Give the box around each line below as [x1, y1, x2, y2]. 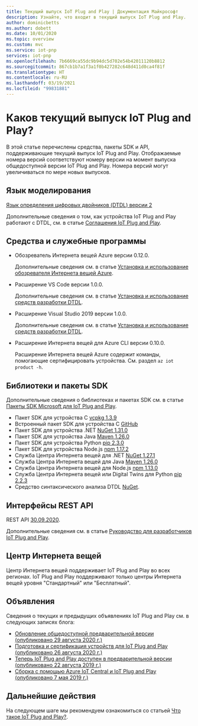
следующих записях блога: [6, 618, 75, 625]
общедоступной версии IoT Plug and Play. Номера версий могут [6, 162, 168, 169]
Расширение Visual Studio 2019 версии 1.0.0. [14, 310, 127, 317]
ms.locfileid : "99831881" [6, 86, 70, 92]
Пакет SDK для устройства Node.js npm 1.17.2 [14, 446, 129, 453]
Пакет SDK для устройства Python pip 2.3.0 [14, 439, 124, 447]
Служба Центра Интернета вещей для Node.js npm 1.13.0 [14, 464, 158, 472]
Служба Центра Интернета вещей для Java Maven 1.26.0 [14, 458, 158, 465]
